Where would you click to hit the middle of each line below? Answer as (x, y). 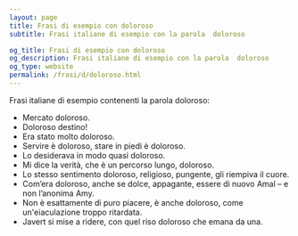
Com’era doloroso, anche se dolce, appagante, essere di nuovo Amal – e (155, 183)
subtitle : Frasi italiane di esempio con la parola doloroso (127, 34)
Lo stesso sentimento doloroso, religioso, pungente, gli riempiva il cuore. (156, 174)
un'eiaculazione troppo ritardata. (82, 212)
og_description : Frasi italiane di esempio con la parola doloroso (139, 59)
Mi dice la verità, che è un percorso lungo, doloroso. (118, 165)
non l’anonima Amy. (58, 193)
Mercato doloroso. (56, 118)
